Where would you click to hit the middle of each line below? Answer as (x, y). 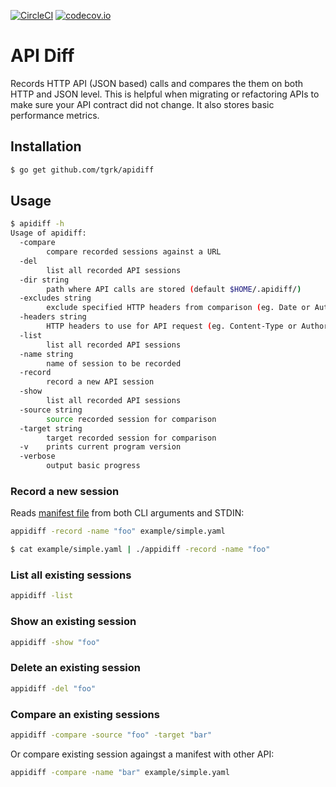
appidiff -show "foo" (55, 642)
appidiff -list (42, 596)
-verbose (37, 456)
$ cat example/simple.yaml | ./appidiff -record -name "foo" (140, 550)
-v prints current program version (100, 447)
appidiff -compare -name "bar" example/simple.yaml (120, 772)
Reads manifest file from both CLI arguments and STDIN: (127, 513)
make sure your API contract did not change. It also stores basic (142, 104)
